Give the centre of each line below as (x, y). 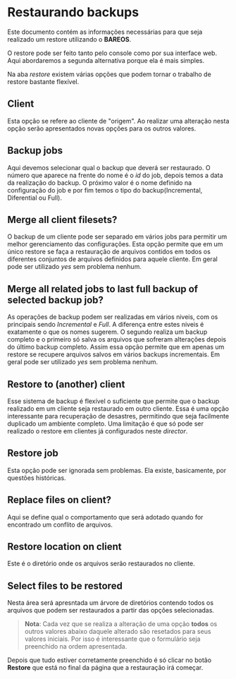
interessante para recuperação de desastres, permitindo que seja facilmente (118, 416)
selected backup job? (56, 300)
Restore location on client (64, 547)
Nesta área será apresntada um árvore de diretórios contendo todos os (110, 603)
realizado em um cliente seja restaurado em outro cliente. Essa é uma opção (118, 409)
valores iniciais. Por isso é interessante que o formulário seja (112, 639)
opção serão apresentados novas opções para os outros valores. (102, 128)
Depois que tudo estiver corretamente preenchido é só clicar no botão (110, 660)
